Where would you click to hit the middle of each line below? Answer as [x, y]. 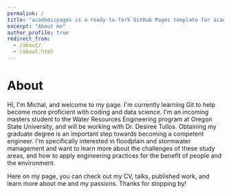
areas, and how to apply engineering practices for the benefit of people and [114, 156]
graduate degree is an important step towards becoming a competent [106, 134]
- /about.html [33, 52]
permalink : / [26, 13]
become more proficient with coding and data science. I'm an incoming [108, 112]
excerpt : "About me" [37, 26]
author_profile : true [38, 33]
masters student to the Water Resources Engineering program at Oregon [110, 119]
